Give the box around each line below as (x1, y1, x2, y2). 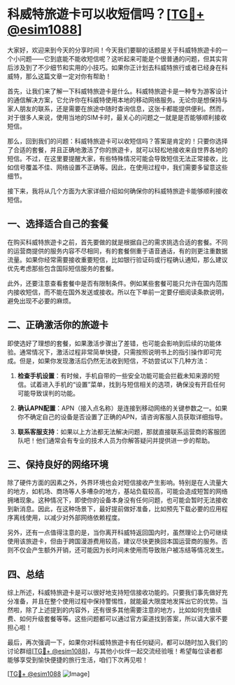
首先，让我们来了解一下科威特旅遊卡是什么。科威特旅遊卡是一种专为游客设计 (7, 87, 228, 95)
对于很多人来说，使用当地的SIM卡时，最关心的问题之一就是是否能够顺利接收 (7, 113, 227, 121)
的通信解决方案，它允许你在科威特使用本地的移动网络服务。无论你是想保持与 (7, 95, 228, 104)
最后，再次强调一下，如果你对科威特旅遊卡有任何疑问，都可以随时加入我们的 (7, 638, 228, 646)
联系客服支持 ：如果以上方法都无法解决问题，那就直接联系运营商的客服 (17, 427, 220, 436)
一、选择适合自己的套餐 (7, 218, 108, 230)
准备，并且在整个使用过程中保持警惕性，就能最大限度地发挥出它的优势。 (13, 597, 222, 606)
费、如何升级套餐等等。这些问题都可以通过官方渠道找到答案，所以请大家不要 (7, 614, 228, 623)
